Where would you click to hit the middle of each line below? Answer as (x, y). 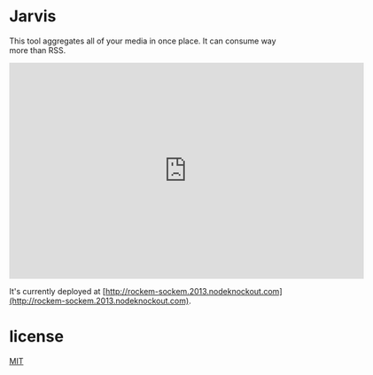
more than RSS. (38, 50)
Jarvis (33, 16)
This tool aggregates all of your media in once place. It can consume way (143, 41)
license (37, 336)
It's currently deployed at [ (58, 291)
